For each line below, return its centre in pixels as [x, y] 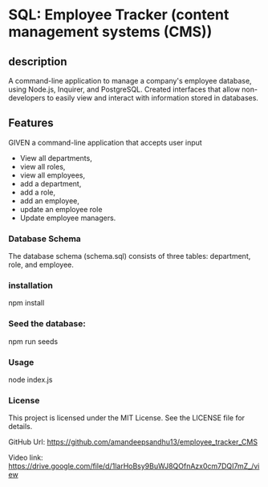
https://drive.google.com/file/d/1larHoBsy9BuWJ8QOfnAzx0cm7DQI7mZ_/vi [134, 466]
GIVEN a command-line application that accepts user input [105, 142]
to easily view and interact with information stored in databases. [153, 98]
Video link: [26, 458]
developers [27, 98]
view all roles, [43, 166]
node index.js [30, 380]
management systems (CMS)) [110, 32]
